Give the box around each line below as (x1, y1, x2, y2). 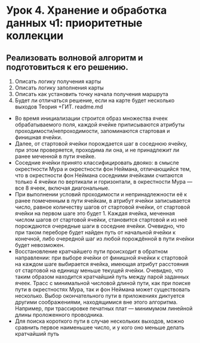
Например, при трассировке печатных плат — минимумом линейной (14, 305, 193, 312)
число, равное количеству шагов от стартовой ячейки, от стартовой (14, 203, 190, 211)
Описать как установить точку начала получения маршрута (14, 91, 168, 97)
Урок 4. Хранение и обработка (6, 4, 167, 17)
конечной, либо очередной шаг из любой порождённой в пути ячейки (14, 235, 194, 242)
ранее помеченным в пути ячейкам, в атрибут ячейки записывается (14, 197, 191, 204)
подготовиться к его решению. (6, 62, 128, 72)
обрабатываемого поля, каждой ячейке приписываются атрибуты (14, 121, 185, 128)
